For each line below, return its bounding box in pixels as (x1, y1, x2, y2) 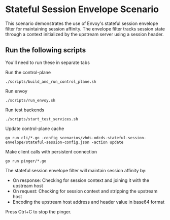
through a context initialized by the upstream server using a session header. (5, 31, 164, 37)
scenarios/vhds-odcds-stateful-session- (59, 135, 146, 140)
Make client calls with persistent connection (5, 148, 97, 154)
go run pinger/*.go (5, 159, 47, 164)
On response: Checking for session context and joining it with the (12, 177, 150, 183)
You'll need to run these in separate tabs (5, 59, 90, 66)
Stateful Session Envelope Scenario (5, 4, 159, 15)
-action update (91, 140, 124, 145)
